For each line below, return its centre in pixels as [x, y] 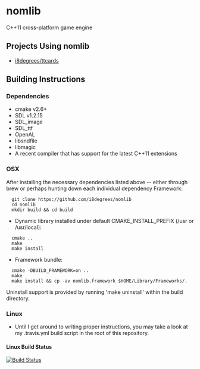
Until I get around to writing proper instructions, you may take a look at [101, 327]
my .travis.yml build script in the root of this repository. [82, 333]
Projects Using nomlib [48, 46]
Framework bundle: [38, 259]
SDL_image [29, 122]
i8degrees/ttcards [37, 60]
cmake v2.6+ [31, 109]
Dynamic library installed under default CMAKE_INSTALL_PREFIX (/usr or [104, 221]
